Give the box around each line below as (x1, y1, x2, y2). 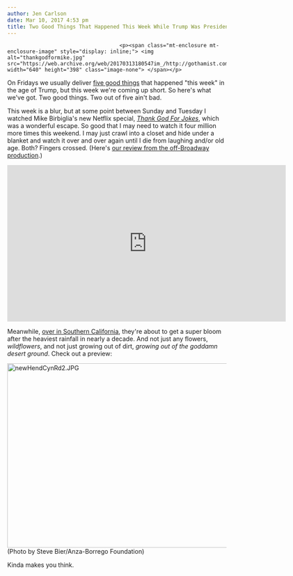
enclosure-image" (7, 48, 58, 56)
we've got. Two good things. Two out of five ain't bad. (7, 93, 162, 102)
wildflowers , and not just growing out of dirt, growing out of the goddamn (7, 342, 218, 351)
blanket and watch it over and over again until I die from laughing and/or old (7, 136, 225, 145)
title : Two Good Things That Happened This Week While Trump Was (7, 23, 200, 30)
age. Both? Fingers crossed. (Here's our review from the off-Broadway (7, 144, 210, 152)
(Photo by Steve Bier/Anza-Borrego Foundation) (7, 547, 145, 556)
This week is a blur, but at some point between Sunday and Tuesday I (7, 107, 207, 115)
